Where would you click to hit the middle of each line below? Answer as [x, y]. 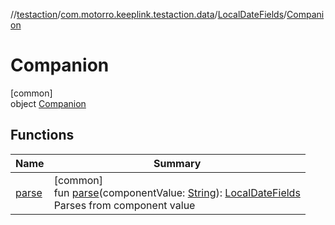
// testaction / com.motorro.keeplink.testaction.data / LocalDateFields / [149, 14]
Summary [177, 163]
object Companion [48, 103]
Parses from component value [124, 205]
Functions [42, 135]
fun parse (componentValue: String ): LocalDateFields [177, 192]
